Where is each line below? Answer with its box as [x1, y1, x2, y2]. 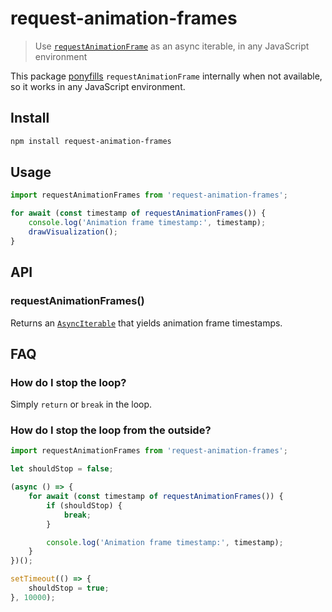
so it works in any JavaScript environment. [10, 80, 186, 92]
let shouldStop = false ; [10, 464, 114, 474]
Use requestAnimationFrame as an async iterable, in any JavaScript [34, 40, 310, 52]
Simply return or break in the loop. [10, 398, 153, 411]
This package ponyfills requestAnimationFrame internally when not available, [10, 70, 323, 82]
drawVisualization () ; [28, 227, 118, 237]
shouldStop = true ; [28, 583, 110, 594]
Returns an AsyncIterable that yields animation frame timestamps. [10, 317, 283, 329]
